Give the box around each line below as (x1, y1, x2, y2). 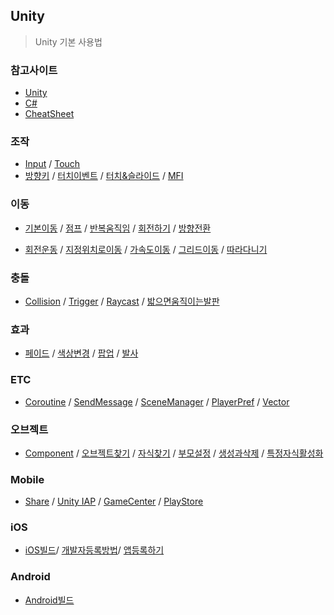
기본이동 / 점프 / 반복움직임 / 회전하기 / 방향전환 (24, 222, 212, 234)
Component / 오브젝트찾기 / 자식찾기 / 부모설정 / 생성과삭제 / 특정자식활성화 (24, 447, 324, 459)
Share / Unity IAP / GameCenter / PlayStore (24, 495, 204, 508)
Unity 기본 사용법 (34, 35, 103, 48)
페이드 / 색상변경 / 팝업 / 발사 (24, 347, 139, 359)
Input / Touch (24, 158, 81, 170)
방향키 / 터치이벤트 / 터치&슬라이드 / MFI (24, 170, 184, 182)
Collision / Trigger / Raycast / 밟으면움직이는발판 (24, 295, 220, 307)
